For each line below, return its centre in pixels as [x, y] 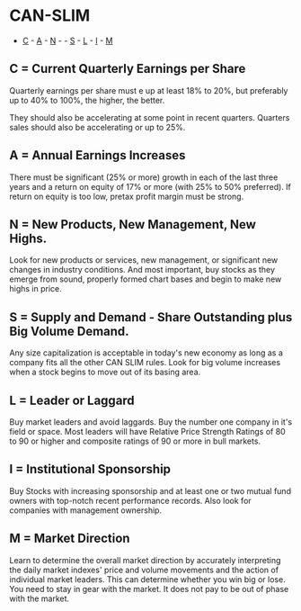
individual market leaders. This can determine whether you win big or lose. [147, 579]
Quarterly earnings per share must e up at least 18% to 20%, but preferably [149, 90]
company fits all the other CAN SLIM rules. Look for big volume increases [145, 363]
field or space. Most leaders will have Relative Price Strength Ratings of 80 [147, 431]
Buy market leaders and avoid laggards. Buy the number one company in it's [151, 422]
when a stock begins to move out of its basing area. [105, 372]
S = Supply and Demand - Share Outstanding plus [151, 317]
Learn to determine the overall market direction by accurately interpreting [145, 560]
